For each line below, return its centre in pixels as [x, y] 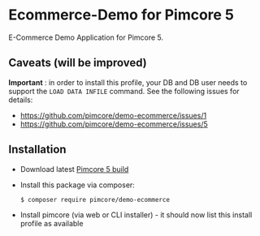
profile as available [52, 223]
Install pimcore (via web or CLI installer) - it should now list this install [136, 215]
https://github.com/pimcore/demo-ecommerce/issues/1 [113, 115]
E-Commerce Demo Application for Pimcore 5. [86, 37]
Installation [37, 150]
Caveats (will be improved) [78, 63]
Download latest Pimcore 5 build [74, 169]
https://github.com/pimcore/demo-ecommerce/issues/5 [114, 124]
